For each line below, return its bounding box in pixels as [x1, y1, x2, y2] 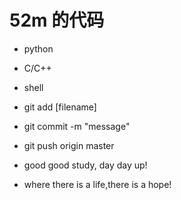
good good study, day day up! [23, 159, 148, 171]
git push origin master [23, 139, 115, 151]
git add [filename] [23, 101, 97, 113]
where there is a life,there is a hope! [23, 178, 172, 190]
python [23, 42, 54, 55]
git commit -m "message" [23, 120, 131, 132]
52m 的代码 [9, 9, 105, 32]
